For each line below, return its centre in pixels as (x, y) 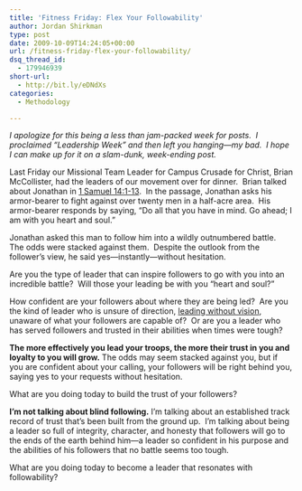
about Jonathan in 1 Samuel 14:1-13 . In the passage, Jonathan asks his (141, 192)
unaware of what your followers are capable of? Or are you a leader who (145, 321)
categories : (32, 93)
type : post (30, 34)
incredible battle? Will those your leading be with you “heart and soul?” (142, 284)
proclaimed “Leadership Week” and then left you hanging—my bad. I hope (150, 145)
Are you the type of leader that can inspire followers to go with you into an (147, 274)
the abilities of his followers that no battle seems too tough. (119, 450)
